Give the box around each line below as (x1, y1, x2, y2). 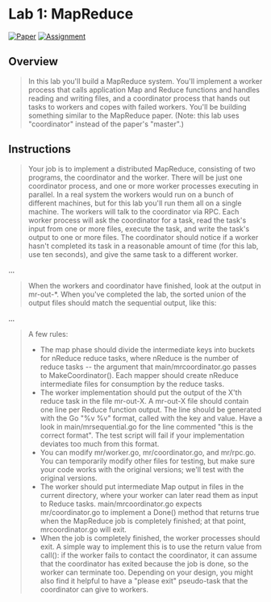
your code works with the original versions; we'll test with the (40, 464, 244, 474)
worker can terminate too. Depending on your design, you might (40, 567, 254, 577)
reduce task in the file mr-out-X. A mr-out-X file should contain (40, 396, 249, 405)
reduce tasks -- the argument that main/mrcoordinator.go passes (40, 362, 256, 372)
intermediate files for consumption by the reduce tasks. (40, 379, 224, 388)
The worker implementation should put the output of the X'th (40, 388, 242, 397)
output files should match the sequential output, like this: (27, 297, 217, 307)
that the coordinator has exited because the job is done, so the (40, 558, 248, 568)
